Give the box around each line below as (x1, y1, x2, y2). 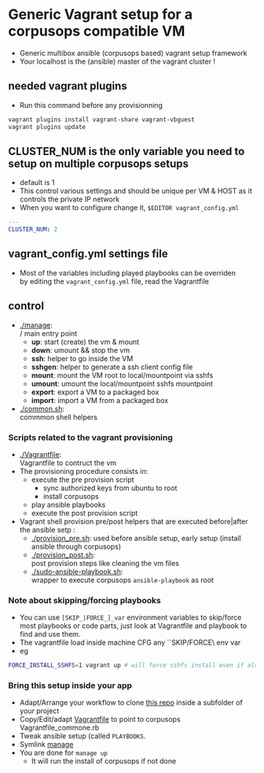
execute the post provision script (31, 508, 138, 517)
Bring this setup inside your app (8, 680, 132, 691)
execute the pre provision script (31, 475, 135, 484)
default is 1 (19, 178, 55, 187)
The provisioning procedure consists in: (19, 466, 148, 475)
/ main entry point (19, 328, 78, 338)
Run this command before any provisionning (19, 100, 163, 109)
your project (19, 706, 60, 716)
